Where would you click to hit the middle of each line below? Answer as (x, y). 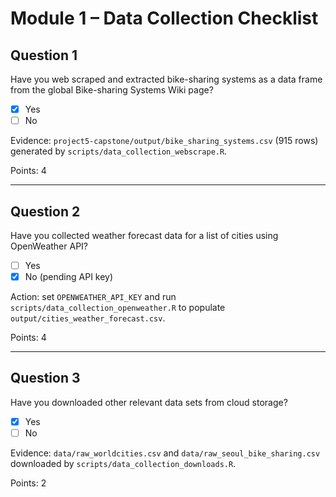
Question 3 (45, 378)
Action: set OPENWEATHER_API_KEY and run (93, 297)
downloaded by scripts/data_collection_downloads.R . (123, 463)
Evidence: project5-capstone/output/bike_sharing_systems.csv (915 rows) (164, 141)
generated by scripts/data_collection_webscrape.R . (119, 151)
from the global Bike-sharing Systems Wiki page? (112, 90)
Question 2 (45, 211)
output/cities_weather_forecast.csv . (88, 318)
